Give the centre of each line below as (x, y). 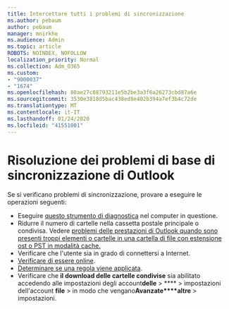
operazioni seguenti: (37, 202)
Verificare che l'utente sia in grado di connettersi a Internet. (104, 253)
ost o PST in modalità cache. (59, 246)
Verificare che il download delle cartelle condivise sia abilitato (109, 276)
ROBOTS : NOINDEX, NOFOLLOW (47, 54)
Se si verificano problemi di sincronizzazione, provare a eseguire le (105, 195)
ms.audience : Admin (36, 40)
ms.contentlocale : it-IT (44, 112)
